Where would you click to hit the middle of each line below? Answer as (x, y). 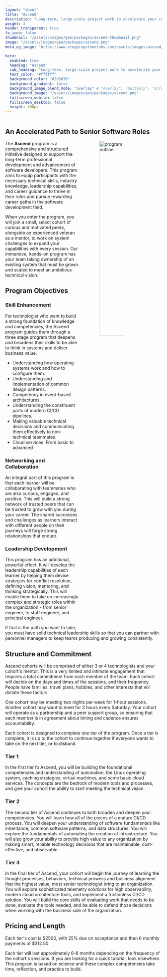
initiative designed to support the (39, 154)
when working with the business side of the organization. (64, 910)
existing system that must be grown (42, 264)
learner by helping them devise (37, 576)
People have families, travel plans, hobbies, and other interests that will (78, 687)
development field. (24, 207)
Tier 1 (12, 756)
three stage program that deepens (40, 337)
